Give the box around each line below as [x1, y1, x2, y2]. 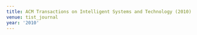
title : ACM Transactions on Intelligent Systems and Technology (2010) [6, 8, 192, 15]
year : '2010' [6, 20, 40, 26]
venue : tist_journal [6, 14, 59, 20]
